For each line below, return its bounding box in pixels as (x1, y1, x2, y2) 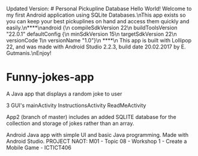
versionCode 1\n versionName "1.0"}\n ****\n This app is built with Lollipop (6, 37, 192, 44)
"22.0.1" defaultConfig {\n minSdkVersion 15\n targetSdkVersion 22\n (6, 30, 177, 38)
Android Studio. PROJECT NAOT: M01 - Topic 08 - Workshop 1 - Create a (6, 137, 187, 145)
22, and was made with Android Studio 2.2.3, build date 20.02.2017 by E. (6, 43, 186, 50)
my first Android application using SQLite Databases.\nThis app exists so (6, 11, 186, 19)
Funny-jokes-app (6, 71, 94, 84)
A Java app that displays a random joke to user (6, 90, 122, 97)
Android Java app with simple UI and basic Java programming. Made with (6, 131, 189, 138)
